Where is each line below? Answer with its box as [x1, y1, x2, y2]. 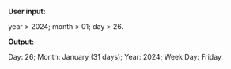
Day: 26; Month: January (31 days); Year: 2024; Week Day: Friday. [8, 53, 224, 61]
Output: [8, 37, 34, 46]
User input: [8, 7, 46, 16]
